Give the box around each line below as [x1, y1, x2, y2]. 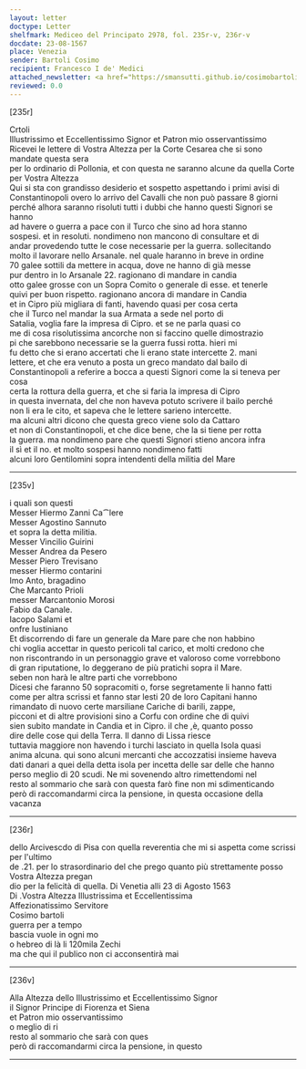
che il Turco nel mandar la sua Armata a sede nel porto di [9, 307, 224, 319]
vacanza [9, 797, 42, 808]
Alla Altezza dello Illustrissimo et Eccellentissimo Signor [9, 991, 219, 1003]
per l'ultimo [9, 851, 53, 862]
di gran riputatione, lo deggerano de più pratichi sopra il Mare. [9, 662, 243, 673]
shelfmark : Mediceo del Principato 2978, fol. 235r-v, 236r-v [9, 30, 250, 39]
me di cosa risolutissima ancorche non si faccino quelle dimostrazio [9, 327, 264, 338]
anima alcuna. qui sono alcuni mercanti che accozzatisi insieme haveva [9, 749, 278, 760]
